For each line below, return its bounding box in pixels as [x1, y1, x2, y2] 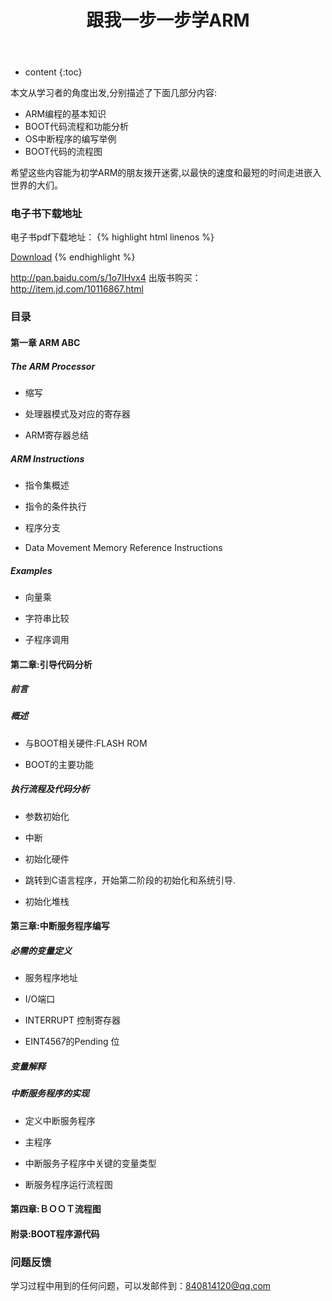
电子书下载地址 [10, 207, 83, 221]
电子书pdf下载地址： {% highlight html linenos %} [10, 231, 215, 243]
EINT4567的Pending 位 [24, 1036, 120, 1048]
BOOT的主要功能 [24, 758, 94, 770]
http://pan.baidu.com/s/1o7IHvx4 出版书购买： [10, 272, 202, 284]
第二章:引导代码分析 [10, 658, 93, 670]
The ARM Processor [10, 360, 96, 372]
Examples [10, 564, 53, 576]
